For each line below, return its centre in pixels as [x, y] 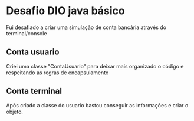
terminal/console [27, 33]
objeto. [15, 112]
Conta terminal [34, 91]
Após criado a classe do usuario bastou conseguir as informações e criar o [97, 105]
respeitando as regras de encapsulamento [57, 73]
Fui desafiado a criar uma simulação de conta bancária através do [86, 27]
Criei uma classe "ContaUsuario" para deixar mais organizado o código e [95, 66]
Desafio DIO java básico [65, 11]
